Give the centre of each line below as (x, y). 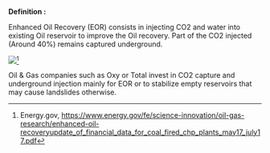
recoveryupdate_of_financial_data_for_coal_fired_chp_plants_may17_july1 (140, 132)
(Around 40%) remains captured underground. (86, 44)
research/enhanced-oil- (59, 123)
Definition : (27, 12)
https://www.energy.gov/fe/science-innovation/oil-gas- (153, 115)
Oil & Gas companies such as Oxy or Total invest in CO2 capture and (122, 74)
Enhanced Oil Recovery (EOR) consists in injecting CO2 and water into (125, 27)
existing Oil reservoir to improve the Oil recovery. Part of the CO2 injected (130, 36)
